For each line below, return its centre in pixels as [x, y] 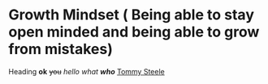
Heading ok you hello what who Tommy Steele [86, 71]
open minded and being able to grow [134, 32]
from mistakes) [61, 49]
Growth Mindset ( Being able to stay [131, 15]
